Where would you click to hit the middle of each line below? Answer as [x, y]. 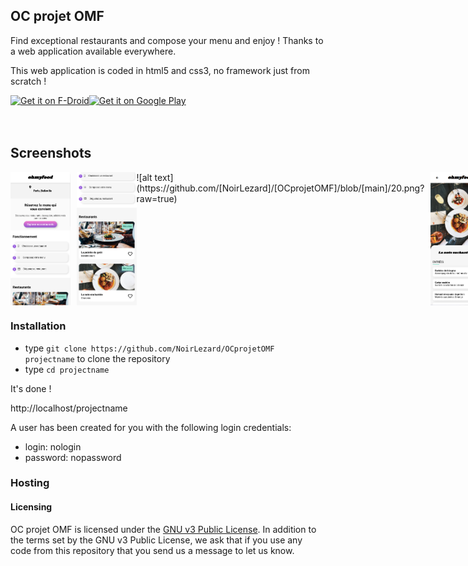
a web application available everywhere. [93, 51]
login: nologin [53, 446]
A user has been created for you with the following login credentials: [151, 427]
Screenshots [51, 153]
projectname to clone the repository [97, 358]
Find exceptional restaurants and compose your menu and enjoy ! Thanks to [167, 40]
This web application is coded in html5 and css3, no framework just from [160, 70]
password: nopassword [73, 457]
